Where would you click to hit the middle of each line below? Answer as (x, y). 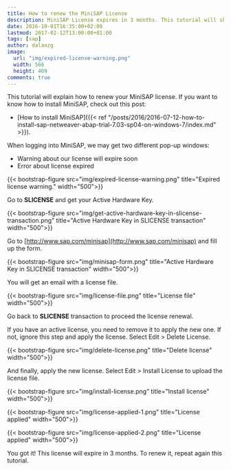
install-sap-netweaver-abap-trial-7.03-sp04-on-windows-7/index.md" (117, 125)
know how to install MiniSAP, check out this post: (77, 104)
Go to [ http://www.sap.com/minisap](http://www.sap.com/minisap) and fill (112, 241)
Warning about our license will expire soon (77, 159)
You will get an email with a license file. (63, 282)
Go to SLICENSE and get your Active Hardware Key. (80, 200)
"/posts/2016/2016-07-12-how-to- (156, 117)
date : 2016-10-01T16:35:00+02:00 (55, 26)
